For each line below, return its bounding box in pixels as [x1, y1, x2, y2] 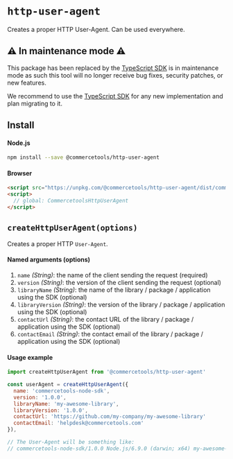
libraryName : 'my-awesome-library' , [13, 400, 119, 407]
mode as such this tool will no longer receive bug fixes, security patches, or [7, 71, 223, 79]
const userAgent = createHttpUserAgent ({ [7, 381, 129, 388]
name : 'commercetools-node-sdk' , [13, 387, 110, 395]
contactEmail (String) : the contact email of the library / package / [17, 329, 203, 338]
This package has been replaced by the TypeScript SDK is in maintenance [7, 64, 219, 72]
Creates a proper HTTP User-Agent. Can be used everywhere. [7, 25, 185, 33]
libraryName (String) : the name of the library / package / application [17, 286, 211, 294]
